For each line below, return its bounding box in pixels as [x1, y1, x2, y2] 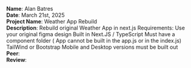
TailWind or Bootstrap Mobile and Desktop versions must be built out [6, 43, 178, 51]
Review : [6, 57, 27, 63]
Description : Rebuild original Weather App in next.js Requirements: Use [6, 24, 185, 31]
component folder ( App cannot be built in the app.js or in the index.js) [6, 37, 182, 44]
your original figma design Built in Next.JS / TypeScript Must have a [6, 31, 175, 38]
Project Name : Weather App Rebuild [6, 18, 98, 25]
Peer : [6, 50, 20, 57]
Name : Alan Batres [6, 5, 53, 12]
